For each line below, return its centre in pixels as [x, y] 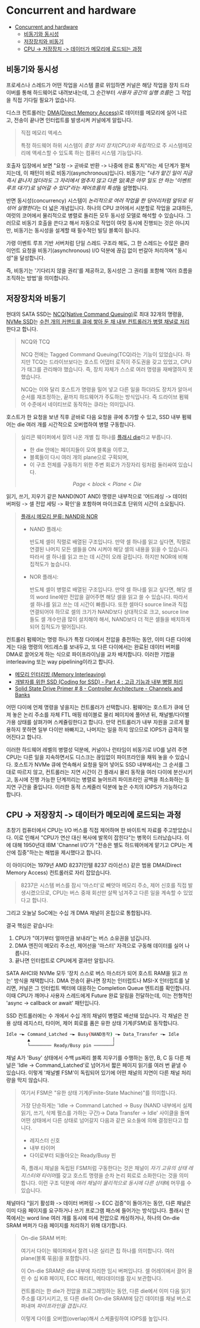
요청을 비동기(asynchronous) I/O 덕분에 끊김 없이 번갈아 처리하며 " [100, 250]
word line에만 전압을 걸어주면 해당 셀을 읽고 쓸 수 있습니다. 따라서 [112, 597]
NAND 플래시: [46, 529]
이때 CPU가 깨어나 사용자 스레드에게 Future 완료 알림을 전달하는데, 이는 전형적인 [99, 995]
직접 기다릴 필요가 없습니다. [44, 100]
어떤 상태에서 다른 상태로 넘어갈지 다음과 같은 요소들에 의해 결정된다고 [101, 1120]
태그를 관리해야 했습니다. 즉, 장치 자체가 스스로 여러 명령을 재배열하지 [107, 369]
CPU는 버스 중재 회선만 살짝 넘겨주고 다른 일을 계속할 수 [117, 893]
